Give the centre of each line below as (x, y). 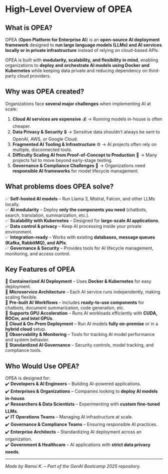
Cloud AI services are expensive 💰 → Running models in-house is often (87, 119)
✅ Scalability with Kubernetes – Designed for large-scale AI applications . (82, 220)
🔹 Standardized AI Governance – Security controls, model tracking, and (79, 345)
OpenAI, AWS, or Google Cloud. (45, 139)
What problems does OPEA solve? (59, 187)
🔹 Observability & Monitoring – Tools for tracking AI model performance (80, 334)
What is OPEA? (29, 28)
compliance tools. (23, 350)
